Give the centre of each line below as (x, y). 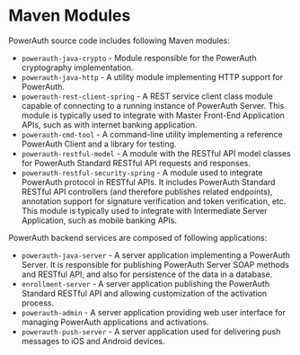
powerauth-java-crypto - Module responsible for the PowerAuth (139, 58)
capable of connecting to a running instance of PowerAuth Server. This (153, 105)
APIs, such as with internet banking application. (110, 124)
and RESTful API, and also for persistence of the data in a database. (147, 274)
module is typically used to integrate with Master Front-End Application (153, 115)
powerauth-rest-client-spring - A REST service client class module (147, 96)
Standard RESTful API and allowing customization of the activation (144, 293)
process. (38, 303)
